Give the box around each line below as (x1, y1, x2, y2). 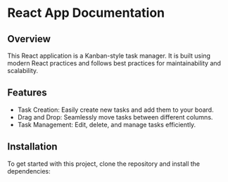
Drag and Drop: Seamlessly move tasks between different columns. (17, 112, 213, 121)
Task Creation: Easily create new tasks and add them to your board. (17, 105, 214, 114)
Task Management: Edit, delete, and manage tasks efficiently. (17, 120, 196, 129)
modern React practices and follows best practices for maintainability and (7, 59, 222, 67)
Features (7, 86, 47, 99)
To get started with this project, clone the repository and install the (7, 160, 201, 168)
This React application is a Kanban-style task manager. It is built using (7, 51, 211, 60)
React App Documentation (7, 5, 165, 21)
